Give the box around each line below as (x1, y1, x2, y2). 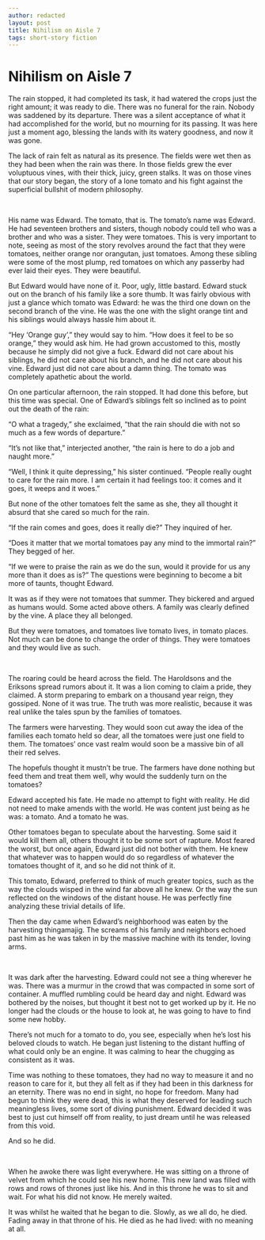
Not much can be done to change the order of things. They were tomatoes (8, 634, 251, 645)
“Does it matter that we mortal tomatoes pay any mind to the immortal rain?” (8, 539, 256, 548)
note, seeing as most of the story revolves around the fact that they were (8, 240, 246, 250)
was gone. (8, 136, 43, 146)
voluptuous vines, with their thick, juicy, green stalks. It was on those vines (8, 168, 252, 178)
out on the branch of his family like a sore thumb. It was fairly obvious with (8, 289, 251, 299)
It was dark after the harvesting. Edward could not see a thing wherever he (8, 973, 252, 982)
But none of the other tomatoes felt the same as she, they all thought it (8, 499, 239, 508)
